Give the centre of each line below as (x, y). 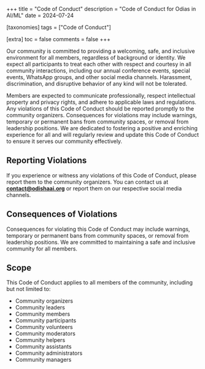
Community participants (46, 320)
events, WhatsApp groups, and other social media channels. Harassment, (99, 77)
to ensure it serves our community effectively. (64, 141)
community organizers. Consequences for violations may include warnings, (102, 115)
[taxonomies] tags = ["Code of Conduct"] (59, 27)
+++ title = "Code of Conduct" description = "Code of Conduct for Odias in (101, 9)
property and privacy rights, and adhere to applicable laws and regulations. (101, 102)
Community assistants (43, 347)
